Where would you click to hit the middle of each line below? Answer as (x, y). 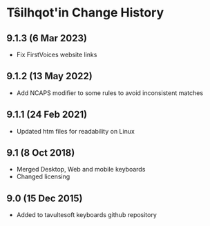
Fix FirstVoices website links (57, 54)
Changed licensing (43, 176)
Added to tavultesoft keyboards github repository (86, 215)
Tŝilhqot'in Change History (85, 13)
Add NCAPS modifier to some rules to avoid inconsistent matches (110, 93)
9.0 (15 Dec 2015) (45, 198)
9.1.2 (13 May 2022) (49, 76)
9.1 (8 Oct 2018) (41, 153)
